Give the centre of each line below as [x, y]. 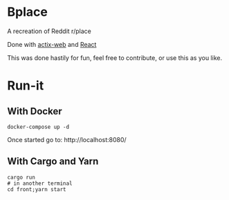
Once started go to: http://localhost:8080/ [67, 139]
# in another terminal [40, 183]
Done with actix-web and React [52, 44]
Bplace [28, 12]
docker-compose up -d [38, 127]
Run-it [26, 86]
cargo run [21, 177]
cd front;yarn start [37, 189]
